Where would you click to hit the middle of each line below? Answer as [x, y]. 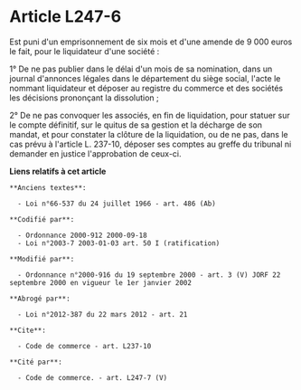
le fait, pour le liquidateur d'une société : [85, 51]
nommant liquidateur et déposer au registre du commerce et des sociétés [146, 88]
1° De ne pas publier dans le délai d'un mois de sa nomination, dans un [141, 69]
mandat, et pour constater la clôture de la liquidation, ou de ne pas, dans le [149, 134]
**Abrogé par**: [40, 299]
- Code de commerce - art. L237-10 [85, 346]
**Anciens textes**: [48, 187]
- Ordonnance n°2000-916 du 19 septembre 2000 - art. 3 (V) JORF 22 [149, 275]
